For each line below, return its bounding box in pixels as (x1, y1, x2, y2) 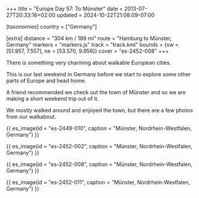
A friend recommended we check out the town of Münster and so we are (6, 89, 186, 95)
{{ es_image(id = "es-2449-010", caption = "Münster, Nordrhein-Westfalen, (6, 125, 192, 131)
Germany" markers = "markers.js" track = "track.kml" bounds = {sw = (6, 41, 179, 48)
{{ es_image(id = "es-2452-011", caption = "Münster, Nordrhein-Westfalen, (6, 179, 191, 185)
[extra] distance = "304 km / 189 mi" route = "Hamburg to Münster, (6, 35, 172, 41)
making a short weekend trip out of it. (6, 95, 99, 102)
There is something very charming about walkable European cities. (6, 59, 171, 66)
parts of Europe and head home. (6, 77, 86, 84)
